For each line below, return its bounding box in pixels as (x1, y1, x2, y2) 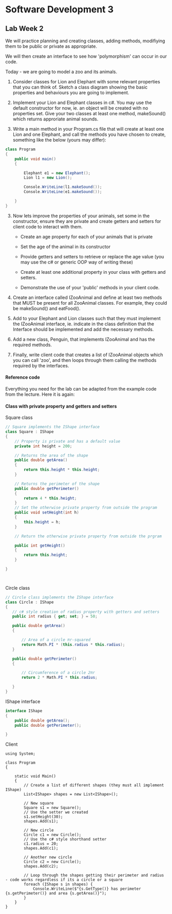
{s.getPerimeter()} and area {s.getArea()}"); (5, 891, 107, 896)
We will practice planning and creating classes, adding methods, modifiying (5, 38, 165, 44)
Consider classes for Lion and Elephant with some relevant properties (12, 79, 160, 84)
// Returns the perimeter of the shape (14, 481, 100, 486)
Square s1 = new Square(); (24, 805, 82, 811)
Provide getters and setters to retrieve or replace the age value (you (20, 253, 164, 259)
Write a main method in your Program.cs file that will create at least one (12, 126, 164, 132)
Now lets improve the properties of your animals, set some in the (12, 213, 150, 219)
